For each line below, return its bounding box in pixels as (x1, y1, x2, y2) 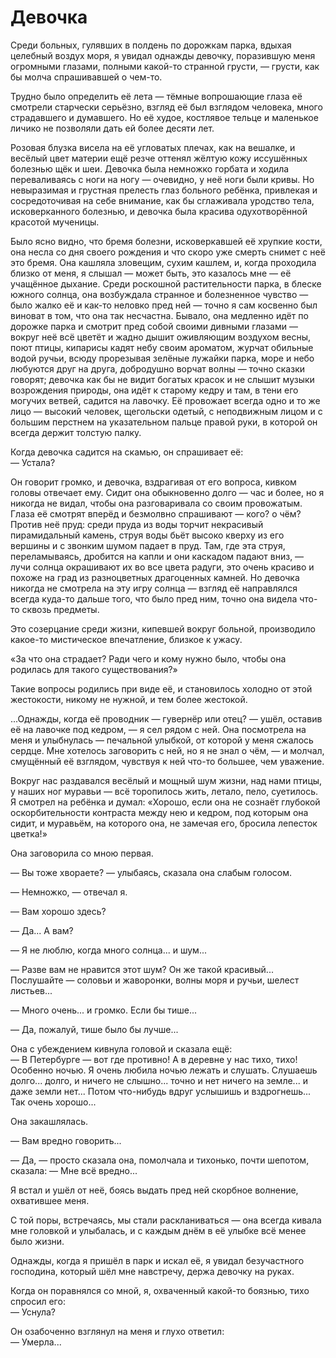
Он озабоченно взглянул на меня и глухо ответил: (10, 1325, 225, 1337)
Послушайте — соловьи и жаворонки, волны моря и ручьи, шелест (10, 974, 300, 986)
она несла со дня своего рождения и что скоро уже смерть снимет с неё (10, 246, 326, 258)
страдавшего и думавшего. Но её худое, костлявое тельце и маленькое (10, 111, 319, 123)
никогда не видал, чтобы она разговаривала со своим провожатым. (10, 497, 303, 509)
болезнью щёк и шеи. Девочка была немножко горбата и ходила (10, 162, 290, 175)
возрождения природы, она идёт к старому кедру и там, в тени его (10, 384, 299, 396)
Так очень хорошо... (10, 1096, 97, 1108)
